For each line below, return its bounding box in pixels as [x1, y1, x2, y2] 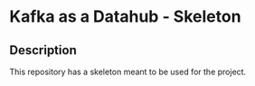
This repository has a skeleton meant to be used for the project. [9, 66, 247, 77]
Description [9, 43, 77, 58]
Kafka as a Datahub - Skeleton [9, 6, 241, 27]
